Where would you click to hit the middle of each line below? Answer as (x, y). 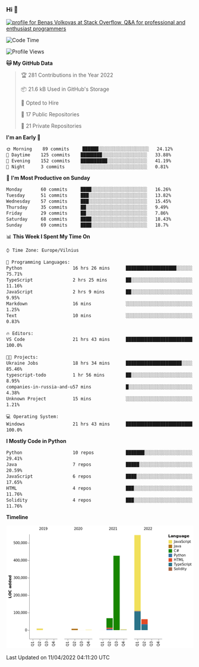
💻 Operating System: (33, 417)
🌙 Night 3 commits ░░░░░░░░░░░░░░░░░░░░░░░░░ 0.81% (87, 167)
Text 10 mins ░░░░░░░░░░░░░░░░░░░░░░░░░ (99, 316)
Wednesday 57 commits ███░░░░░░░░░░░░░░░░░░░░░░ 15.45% (89, 201)
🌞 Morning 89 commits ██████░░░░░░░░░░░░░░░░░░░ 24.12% (90, 149)
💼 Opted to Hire (40, 103)
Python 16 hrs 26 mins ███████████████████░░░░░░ (99, 268)
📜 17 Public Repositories (50, 115)
